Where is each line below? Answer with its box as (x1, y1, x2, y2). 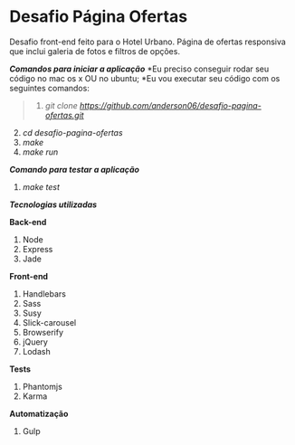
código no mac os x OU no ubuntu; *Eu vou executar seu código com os (9, 72, 281, 83)
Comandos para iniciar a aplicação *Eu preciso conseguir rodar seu (9, 63, 270, 74)
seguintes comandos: (9, 82, 90, 93)
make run (22, 147, 59, 157)
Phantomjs (22, 381, 63, 392)
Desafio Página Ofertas (9, 6, 188, 27)
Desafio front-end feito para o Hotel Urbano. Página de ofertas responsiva (9, 36, 287, 47)
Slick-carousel (22, 317, 77, 327)
